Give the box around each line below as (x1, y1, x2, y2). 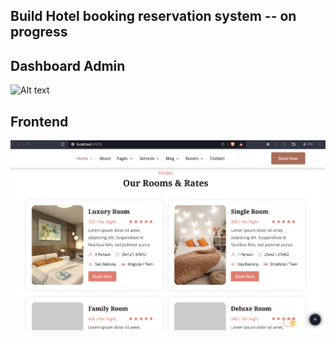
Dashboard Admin (10, 57, 126, 74)
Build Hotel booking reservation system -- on (10, 8, 297, 25)
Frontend (10, 113, 69, 130)
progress (10, 24, 68, 41)
